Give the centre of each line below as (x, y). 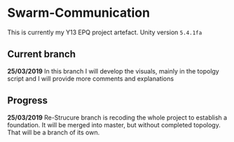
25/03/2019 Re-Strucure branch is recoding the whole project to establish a (117, 118)
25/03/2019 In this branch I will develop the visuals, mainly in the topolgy (113, 71)
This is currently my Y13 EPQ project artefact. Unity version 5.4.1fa (105, 32)
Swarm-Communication (79, 13)
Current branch (41, 54)
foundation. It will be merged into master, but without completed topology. (114, 125)
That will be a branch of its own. (54, 132)
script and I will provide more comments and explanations (90, 78)
